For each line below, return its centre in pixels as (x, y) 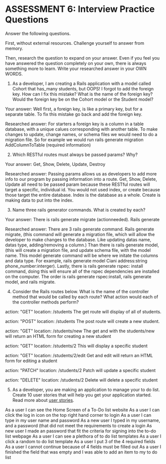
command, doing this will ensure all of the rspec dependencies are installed (82, 271)
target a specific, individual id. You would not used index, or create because (83, 189)
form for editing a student (31, 361)
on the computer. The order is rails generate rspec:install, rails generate (78, 276)
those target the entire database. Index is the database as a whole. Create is (83, 195)
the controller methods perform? (46, 302)
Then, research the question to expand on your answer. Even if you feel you (83, 58)
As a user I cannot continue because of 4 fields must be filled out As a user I (83, 447)
